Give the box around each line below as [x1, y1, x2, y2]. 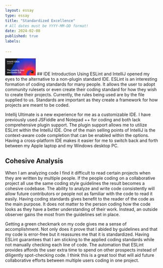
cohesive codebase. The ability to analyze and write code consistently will [5, 185, 155, 191]
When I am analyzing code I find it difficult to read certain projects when [5, 170, 151, 176]
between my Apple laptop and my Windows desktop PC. [5, 143, 119, 149]
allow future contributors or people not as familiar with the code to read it [5, 191, 153, 197]
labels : [5, 39, 21, 44]
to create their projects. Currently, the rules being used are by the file [5, 92, 145, 97]
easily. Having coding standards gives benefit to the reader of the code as [5, 196, 155, 201]
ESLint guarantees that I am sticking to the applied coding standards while [5, 236, 155, 242]
